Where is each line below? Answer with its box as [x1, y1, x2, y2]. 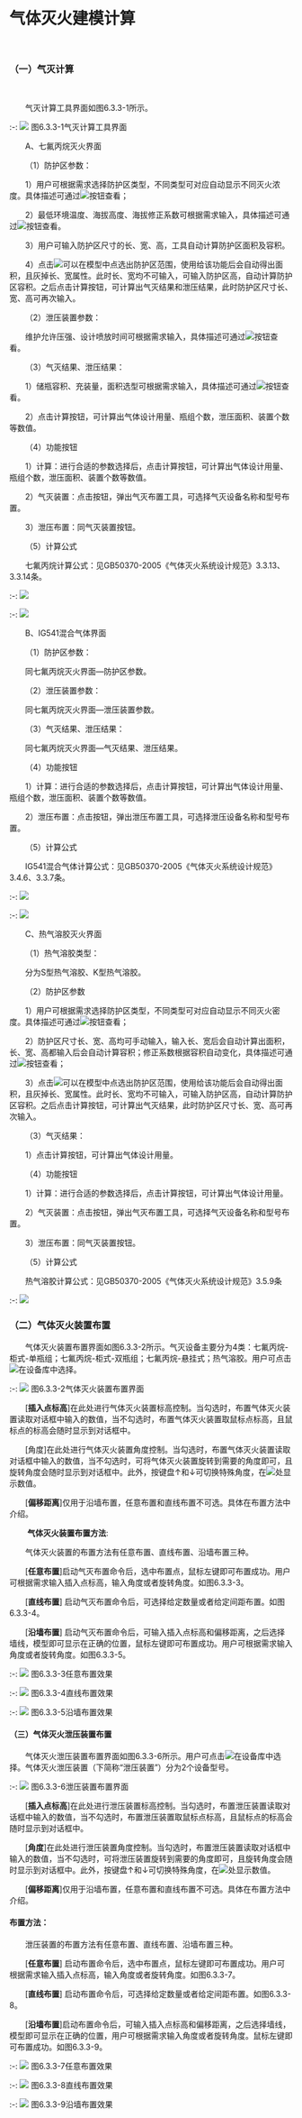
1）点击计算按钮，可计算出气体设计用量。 [25, 1150, 178, 1160]
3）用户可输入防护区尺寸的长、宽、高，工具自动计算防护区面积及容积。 [25, 240, 290, 251]
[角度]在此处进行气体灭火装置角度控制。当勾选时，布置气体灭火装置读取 [25, 1444, 291, 1454]
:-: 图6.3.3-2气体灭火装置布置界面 [9, 1383, 145, 1394]
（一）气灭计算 [9, 62, 75, 75]
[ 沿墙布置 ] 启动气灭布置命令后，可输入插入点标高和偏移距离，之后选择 [25, 1627, 286, 1637]
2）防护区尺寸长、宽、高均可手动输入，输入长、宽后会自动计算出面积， [25, 1036, 290, 1047]
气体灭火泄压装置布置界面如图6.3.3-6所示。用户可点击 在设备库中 [25, 1750, 274, 1761]
